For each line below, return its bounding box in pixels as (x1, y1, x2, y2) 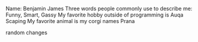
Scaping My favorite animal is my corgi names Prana (5, 18, 135, 24)
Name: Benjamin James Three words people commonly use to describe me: (5, 5, 193, 12)
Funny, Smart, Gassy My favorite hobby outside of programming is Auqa (5, 11, 184, 18)
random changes (5, 29, 48, 36)
